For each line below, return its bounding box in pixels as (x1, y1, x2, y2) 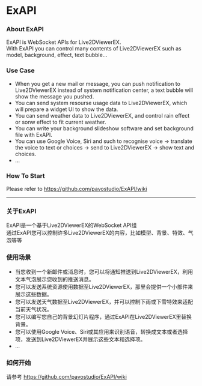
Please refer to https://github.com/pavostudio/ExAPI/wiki (6, 185, 147, 193)
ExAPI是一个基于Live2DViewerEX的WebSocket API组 (6, 222, 137, 229)
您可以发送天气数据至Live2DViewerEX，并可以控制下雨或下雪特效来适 (14, 298, 188, 305)
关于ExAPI (6, 207, 37, 215)
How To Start (6, 172, 45, 180)
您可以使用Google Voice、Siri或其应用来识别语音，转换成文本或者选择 (14, 328, 188, 335)
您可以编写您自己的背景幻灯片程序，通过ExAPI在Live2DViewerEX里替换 (14, 313, 192, 320)
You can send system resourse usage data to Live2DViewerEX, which (14, 99, 188, 106)
